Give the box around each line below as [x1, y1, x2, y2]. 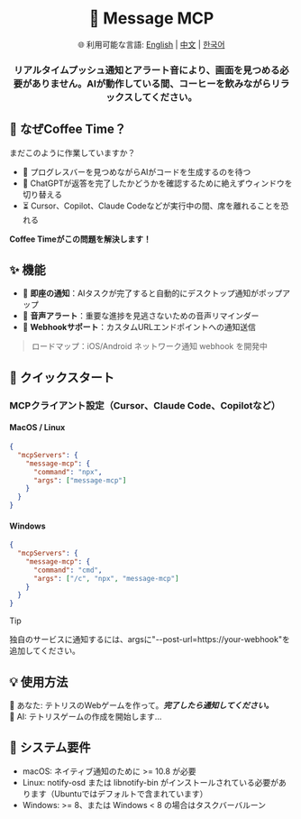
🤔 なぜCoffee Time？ [9, 122, 126, 137]
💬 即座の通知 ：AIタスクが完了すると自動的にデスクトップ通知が [22, 288, 260, 299]
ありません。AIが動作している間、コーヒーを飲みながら [31, 77, 272, 89]
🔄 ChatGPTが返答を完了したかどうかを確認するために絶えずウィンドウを [22, 178, 293, 189]
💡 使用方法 [9, 674, 68, 689]
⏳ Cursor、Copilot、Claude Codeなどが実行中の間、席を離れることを [22, 200, 281, 211]
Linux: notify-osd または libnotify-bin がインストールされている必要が [22, 777, 279, 787]
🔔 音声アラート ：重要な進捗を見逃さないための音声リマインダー [22, 310, 260, 321]
